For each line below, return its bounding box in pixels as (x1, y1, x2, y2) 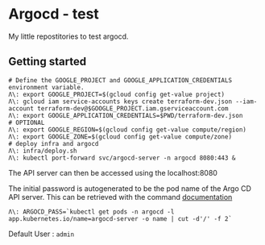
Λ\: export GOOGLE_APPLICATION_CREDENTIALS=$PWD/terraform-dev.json (8, 111, 243, 119)
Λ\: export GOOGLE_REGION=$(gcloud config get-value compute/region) (8, 126, 247, 134)
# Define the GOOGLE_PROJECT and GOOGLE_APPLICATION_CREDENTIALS (8, 76, 232, 85)
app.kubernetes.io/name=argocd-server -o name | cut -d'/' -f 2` (8, 214, 232, 222)
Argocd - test (8, 5, 99, 23)
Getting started (8, 55, 87, 69)
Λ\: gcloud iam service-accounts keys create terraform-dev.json (8, 98, 232, 106)
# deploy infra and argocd (8, 139, 99, 147)
